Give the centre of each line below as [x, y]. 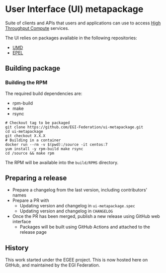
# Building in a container [33, 140]
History [17, 248]
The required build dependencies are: [44, 93]
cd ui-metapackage [24, 131]
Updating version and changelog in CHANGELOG [66, 211]
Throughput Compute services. [37, 28]
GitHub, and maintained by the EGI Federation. [53, 265]
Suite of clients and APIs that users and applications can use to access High [83, 23]
